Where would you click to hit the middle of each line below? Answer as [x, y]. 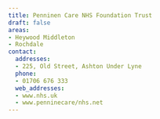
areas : [19, 30]
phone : [26, 74]
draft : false [29, 23]
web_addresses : [40, 88]
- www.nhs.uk [36, 96]
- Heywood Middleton [42, 37]
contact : [22, 52]
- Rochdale [26, 45]
